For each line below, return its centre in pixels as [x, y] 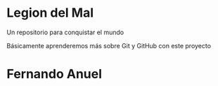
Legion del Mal [50, 13]
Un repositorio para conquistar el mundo [65, 32]
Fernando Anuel [54, 74]
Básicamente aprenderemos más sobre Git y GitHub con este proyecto [109, 45]
